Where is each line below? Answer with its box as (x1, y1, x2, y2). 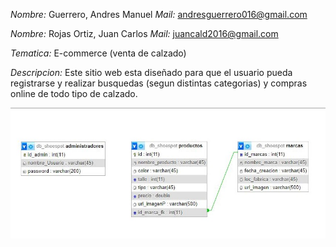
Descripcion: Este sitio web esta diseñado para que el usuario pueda (10, 67, 293, 78)
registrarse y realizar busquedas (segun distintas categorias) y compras (10, 77, 308, 89)
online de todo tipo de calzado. (10, 88, 138, 99)
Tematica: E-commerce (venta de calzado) (10, 47, 187, 59)
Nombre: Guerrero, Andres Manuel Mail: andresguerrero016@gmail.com (10, 9, 308, 20)
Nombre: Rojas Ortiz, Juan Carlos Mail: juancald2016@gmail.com (10, 28, 279, 39)
